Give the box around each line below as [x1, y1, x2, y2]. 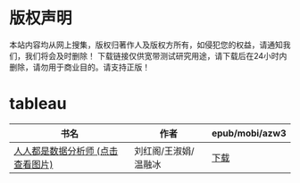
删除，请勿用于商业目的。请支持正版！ [9, 62, 150, 72]
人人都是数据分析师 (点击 [13, 145, 119, 157]
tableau [9, 94, 67, 114]
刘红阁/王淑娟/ [133, 145, 195, 157]
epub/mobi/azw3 [211, 127, 287, 139]
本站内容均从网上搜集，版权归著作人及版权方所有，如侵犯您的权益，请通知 [9, 39, 283, 50]
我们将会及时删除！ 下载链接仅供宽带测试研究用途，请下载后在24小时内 [24, 50, 287, 61]
